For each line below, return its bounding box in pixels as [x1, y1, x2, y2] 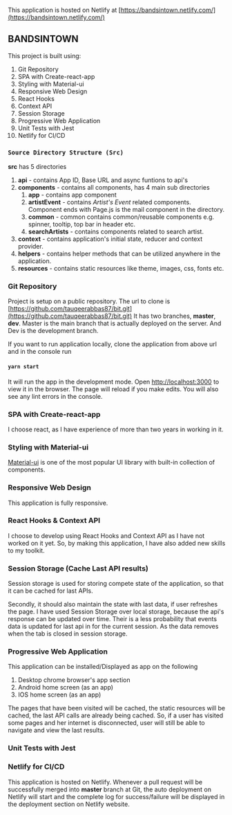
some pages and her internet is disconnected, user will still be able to [8, 719, 206, 727]
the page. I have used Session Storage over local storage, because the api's [8, 607, 224, 616]
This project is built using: [8, 51, 81, 60]
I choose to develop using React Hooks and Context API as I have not [8, 531, 205, 539]
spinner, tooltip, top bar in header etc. [28, 220, 136, 229]
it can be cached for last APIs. [8, 586, 94, 595]
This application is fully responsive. [8, 499, 108, 507]
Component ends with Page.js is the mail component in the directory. [28, 206, 225, 214]
